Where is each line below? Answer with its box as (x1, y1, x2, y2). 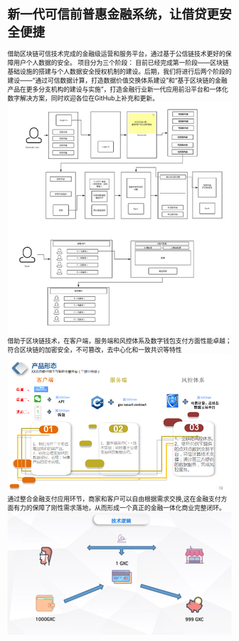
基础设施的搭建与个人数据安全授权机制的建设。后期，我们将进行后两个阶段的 (7, 67, 232, 75)
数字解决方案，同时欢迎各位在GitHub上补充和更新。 (7, 93, 159, 102)
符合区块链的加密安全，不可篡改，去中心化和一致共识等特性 (7, 345, 182, 354)
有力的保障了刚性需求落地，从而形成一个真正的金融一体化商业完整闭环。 (13, 503, 225, 511)
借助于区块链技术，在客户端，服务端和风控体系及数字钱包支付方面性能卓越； (7, 336, 232, 345)
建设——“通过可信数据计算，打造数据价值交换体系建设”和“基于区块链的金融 (7, 75, 228, 84)
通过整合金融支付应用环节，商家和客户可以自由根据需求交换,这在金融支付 (7, 494, 222, 503)
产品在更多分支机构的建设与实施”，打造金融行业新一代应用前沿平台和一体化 (7, 85, 229, 93)
